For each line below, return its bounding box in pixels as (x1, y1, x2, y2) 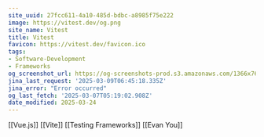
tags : (8, 48, 26, 56)
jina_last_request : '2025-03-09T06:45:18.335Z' (8, 77, 167, 85)
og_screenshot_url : (8, 70, 72, 78)
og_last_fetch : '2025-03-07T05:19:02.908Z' (8, 92, 153, 99)
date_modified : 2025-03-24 (8, 99, 97, 106)
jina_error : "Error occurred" (8, 84, 108, 92)
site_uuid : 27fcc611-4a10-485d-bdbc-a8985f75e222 (8, 11, 174, 20)
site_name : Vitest (8, 26, 68, 34)
